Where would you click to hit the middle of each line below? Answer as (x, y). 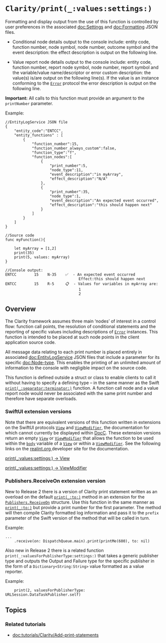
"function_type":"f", (54, 153)
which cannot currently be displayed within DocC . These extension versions (83, 433)
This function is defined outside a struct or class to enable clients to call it (81, 377)
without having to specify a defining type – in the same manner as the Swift (82, 383)
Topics (16, 610)
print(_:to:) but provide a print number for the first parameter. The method (83, 508)
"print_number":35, (70, 192)
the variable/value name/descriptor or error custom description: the (82, 72)
